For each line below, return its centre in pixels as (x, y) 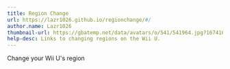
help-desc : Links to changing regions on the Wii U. (84, 39)
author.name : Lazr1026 (39, 26)
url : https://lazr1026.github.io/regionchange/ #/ (79, 20)
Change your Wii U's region (46, 58)
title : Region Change (38, 13)
